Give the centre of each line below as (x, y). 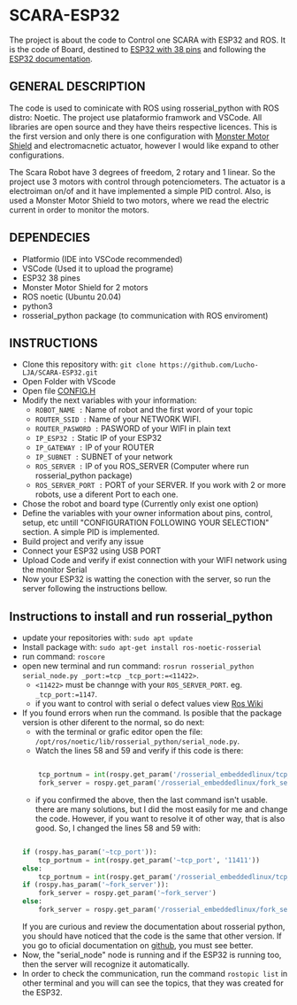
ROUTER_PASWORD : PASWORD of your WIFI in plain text (133, 429)
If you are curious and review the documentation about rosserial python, (153, 926)
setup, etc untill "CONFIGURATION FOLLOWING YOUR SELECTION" (145, 522)
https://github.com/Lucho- (209, 365)
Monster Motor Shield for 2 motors (85, 287)
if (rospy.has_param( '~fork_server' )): (95, 885)
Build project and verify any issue (83, 542)
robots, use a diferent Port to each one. (107, 495)
